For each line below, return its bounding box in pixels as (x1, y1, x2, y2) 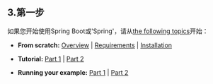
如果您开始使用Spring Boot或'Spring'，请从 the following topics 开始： (7, 27, 209, 35)
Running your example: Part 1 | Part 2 (17, 68, 129, 76)
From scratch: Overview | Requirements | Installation (17, 41, 172, 49)
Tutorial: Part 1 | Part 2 (17, 54, 84, 63)
